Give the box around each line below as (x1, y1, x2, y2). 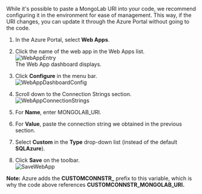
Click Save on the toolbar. (15, 157, 80, 164)
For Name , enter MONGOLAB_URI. (15, 109, 102, 115)
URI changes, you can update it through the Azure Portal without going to (6, 18, 190, 25)
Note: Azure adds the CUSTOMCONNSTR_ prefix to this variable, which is (6, 175, 192, 182)
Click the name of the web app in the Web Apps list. (15, 48, 145, 55)
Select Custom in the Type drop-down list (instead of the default (15, 138, 178, 146)
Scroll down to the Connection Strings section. (15, 91, 132, 97)
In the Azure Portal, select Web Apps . (15, 36, 110, 43)
